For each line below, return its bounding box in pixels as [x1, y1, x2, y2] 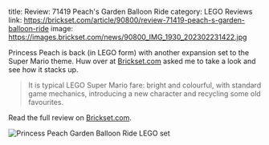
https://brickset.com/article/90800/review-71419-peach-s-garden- [23, 15, 246, 25]
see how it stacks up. [8, 65, 79, 75]
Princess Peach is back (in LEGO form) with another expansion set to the [8, 48, 250, 57]
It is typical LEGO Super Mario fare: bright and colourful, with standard [27, 80, 262, 90]
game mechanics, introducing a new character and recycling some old [27, 89, 261, 99]
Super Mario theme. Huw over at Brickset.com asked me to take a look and [8, 56, 256, 66]
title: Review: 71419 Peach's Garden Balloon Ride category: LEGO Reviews [8, 7, 253, 16]
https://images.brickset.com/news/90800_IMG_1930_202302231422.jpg [8, 32, 247, 42]
